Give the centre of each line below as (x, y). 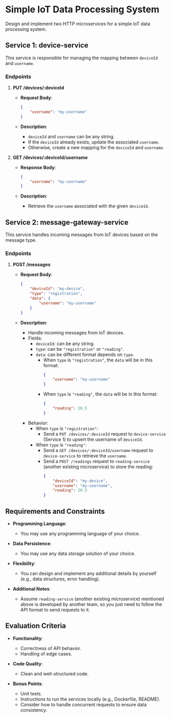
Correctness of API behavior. (51, 648)
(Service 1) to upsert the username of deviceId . (93, 439)
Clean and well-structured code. (55, 674)
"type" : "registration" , (56, 294)
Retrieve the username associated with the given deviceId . (89, 206)
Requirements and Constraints (55, 511)
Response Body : (38, 167)
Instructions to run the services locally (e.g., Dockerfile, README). (90, 699)
